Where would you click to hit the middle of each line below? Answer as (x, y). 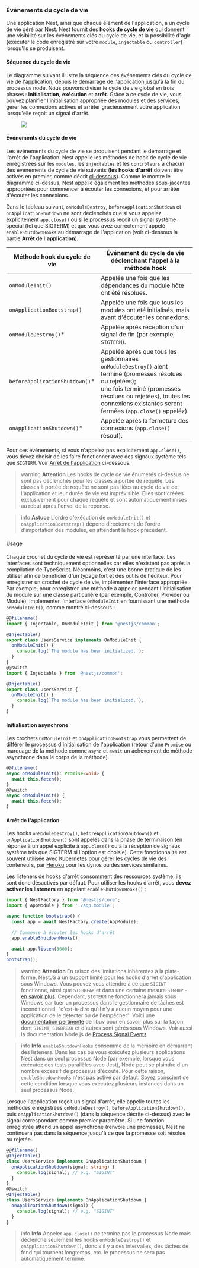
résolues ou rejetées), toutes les (145, 396)
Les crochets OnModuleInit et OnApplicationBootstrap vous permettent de (96, 738)
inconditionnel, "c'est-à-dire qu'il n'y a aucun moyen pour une (97, 1009)
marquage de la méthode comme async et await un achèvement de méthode (99, 751)
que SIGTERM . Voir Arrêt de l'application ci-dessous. (68, 462)
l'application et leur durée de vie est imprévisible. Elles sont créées (102, 493)
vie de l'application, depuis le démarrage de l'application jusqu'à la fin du (95, 81)
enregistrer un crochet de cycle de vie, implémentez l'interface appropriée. (98, 582)
